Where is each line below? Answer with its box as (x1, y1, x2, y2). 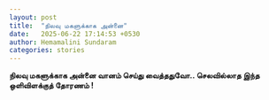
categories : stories (9, 46, 86, 55)
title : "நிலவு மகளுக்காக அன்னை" (9, 21, 128, 30)
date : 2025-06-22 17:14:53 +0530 (9, 29, 141, 38)
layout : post (9, 12, 58, 22)
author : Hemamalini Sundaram (9, 37, 117, 47)
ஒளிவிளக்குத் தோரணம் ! (9, 81, 95, 91)
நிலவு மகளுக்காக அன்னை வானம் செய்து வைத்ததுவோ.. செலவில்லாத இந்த (9, 70, 260, 81)
